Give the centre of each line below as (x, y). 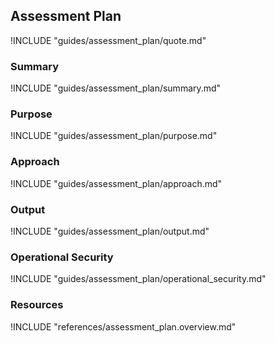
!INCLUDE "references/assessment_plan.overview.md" (123, 326)
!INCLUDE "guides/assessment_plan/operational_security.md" (138, 279)
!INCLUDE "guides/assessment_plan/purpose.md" (114, 136)
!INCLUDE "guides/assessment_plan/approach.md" (116, 183)
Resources (37, 305)
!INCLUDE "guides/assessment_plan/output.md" (110, 231)
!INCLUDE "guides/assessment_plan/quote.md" (108, 40)
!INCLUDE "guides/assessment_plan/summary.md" (116, 88)
